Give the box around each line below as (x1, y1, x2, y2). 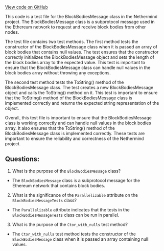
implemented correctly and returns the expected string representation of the (5, 100, 159, 106)
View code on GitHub (5, 4, 48, 10)
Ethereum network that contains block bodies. (12, 183, 105, 188)
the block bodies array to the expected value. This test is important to (5, 60, 145, 65)
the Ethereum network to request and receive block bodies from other (5, 24, 146, 30)
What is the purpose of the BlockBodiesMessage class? (12, 168, 121, 174)
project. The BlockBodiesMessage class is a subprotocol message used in (5, 19, 155, 24)
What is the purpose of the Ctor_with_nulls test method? (12, 221, 128, 227)
